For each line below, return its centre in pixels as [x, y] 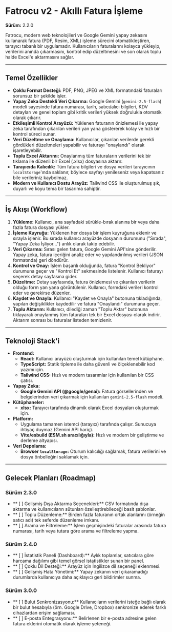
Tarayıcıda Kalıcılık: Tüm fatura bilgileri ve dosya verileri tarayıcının [84, 166]
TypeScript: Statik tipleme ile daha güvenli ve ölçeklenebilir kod [88, 364]
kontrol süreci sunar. [34, 134]
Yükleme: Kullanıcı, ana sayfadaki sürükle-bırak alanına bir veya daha [86, 222]
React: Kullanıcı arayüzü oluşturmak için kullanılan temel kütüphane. [92, 359]
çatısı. [27, 380]
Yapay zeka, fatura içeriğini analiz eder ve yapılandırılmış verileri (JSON [88, 255]
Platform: [23, 419]
